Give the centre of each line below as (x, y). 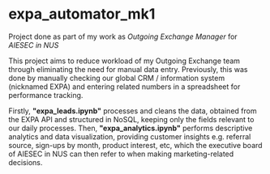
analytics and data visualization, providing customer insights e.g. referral (130, 136)
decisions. (26, 162)
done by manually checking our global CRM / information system (117, 78)
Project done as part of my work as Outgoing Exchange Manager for (123, 36)
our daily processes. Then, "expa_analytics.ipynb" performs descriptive (131, 128)
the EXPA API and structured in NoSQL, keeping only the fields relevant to (131, 119)
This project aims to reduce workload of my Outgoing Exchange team (124, 61)
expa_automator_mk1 (82, 14)
